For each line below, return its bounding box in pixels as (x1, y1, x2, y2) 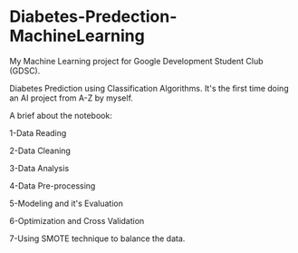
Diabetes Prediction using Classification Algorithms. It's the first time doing (9, 83, 289, 93)
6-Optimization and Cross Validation (9, 215, 145, 226)
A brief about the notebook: (9, 110, 113, 121)
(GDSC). (9, 65, 41, 76)
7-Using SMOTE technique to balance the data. (9, 233, 186, 244)
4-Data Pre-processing (9, 180, 96, 191)
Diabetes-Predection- (9, 6, 178, 27)
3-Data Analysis (9, 162, 70, 173)
